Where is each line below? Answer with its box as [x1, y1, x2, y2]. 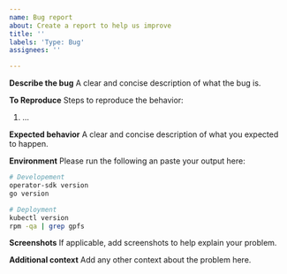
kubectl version [9, 213, 69, 222]
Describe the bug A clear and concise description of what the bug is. [9, 78, 261, 88]
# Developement [9, 173, 65, 182]
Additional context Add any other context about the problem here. [9, 255, 252, 265]
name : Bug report [9, 12, 73, 22]
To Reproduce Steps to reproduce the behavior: [9, 95, 184, 106]
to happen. [9, 139, 49, 149]
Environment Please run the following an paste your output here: [9, 156, 245, 166]
